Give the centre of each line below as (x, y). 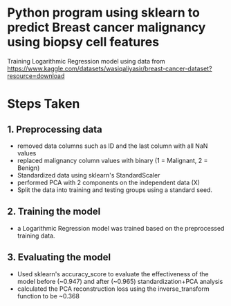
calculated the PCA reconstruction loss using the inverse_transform (113, 289)
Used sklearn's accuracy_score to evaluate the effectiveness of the (113, 274)
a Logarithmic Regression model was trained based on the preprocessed (121, 228)
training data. (36, 236)
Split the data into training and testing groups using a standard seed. (115, 190)
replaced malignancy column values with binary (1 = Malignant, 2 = (112, 160)
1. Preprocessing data (55, 129)
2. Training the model (54, 212)
